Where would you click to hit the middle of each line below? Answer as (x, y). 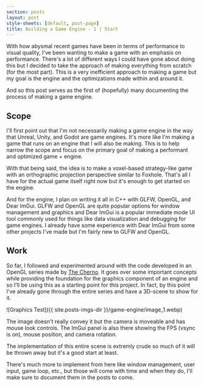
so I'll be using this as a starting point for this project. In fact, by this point (98, 285)
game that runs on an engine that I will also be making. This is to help (93, 144)
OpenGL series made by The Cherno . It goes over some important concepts (101, 272)
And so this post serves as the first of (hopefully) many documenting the (97, 90)
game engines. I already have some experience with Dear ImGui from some (101, 225)
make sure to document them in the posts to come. (70, 377)
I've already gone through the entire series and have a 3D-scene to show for (102, 291)
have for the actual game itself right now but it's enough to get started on (98, 181)
